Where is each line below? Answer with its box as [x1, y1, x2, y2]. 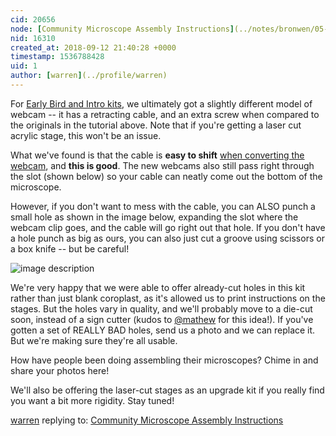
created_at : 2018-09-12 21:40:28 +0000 [10, 42, 177, 53]
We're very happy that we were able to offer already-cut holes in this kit [10, 281, 306, 293]
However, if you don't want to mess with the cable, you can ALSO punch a [10, 200, 316, 212]
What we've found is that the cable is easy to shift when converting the [10, 149, 305, 161]
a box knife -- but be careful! [10, 242, 130, 255]
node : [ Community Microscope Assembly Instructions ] [10, 24, 235, 34]
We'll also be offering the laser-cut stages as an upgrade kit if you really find [10, 384, 325, 396]
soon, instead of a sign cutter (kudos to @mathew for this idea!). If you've [10, 313, 314, 325]
